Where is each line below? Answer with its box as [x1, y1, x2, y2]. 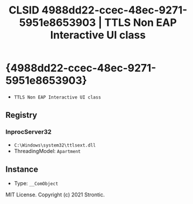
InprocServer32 [5, 128, 52, 136]
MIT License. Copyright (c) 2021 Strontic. [5, 191, 105, 198]
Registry [5, 110, 38, 120]
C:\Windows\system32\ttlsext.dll [13, 142, 96, 148]
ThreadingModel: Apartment [13, 147, 81, 154]
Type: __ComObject [13, 180, 59, 187]
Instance [5, 165, 39, 175]
